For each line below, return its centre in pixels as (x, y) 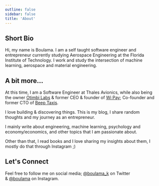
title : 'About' (20, 18)
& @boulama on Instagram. (32, 178)
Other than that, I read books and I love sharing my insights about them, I (78, 141)
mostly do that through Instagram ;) (40, 146)
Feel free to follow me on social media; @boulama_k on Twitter (68, 173)
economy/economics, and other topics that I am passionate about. (71, 132)
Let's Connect (27, 161)
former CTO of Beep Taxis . (32, 103)
